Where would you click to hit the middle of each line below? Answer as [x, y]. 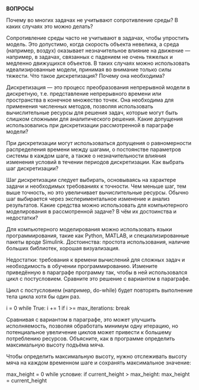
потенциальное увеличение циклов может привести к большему [89, 332]
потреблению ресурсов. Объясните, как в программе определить [91, 339]
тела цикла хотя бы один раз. [43, 296]
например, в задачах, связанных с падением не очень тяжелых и [90, 57]
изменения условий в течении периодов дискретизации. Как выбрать [95, 162]
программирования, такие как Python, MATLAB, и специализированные [97, 235]
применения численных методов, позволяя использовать [80, 106]
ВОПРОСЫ [20, 9]
